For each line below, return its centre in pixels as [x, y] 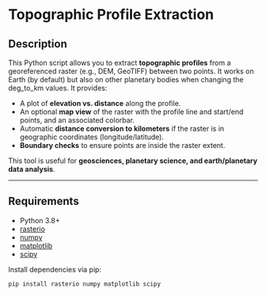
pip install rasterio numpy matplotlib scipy [84, 284]
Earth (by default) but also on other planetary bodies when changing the [126, 80]
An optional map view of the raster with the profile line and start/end [131, 112]
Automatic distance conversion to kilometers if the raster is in [122, 129]
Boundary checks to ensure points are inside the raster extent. [122, 145]
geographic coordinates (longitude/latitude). [92, 137]
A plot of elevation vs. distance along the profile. [100, 103]
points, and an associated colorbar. [77, 120]
